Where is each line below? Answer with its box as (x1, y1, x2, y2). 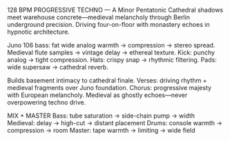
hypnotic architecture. (7, 28, 70, 36)
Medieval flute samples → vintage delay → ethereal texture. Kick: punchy (7, 48, 215, 56)
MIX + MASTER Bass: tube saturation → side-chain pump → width (7, 111, 195, 120)
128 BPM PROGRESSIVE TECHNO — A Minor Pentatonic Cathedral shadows (7, 6, 223, 14)
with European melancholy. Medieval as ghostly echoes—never (7, 91, 188, 99)
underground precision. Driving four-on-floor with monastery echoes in (7, 21, 210, 28)
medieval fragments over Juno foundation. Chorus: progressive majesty (7, 84, 212, 91)
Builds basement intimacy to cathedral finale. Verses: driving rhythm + (7, 76, 207, 85)
